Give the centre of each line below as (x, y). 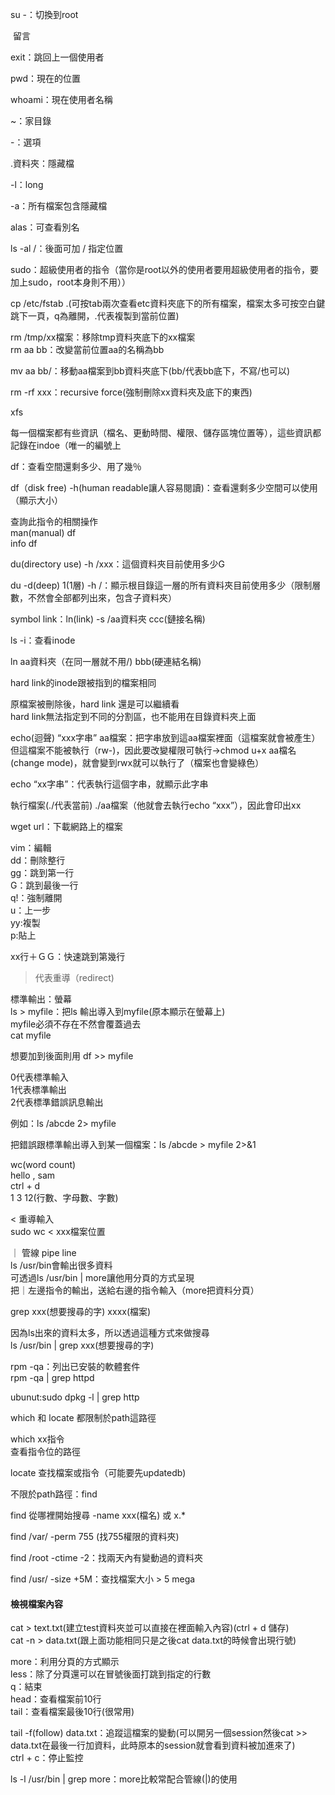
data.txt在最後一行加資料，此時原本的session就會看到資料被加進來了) (153, 1745)
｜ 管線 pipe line (43, 1252)
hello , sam (33, 1175)
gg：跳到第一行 (42, 872)
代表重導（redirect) (74, 977)
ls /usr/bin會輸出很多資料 (61, 1265)
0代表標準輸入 (39, 1077)
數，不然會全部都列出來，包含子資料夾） (93, 597)
